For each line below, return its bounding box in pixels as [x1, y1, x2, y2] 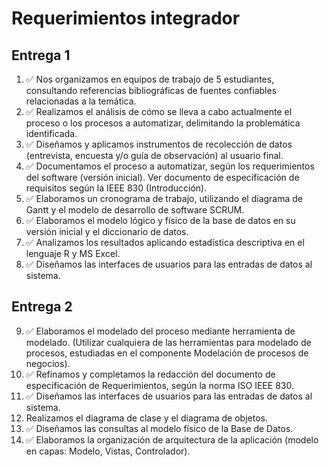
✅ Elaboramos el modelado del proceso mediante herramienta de [25, 325, 296, 337]
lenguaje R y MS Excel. [25, 248, 121, 259]
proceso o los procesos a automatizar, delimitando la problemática [25, 117, 301, 129]
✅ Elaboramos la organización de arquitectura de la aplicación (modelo [25, 433, 319, 446]
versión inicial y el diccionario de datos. [25, 226, 189, 237]
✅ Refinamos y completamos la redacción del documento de [25, 368, 276, 380]
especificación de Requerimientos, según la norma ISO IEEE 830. [25, 379, 294, 391]
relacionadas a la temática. [25, 95, 137, 107]
